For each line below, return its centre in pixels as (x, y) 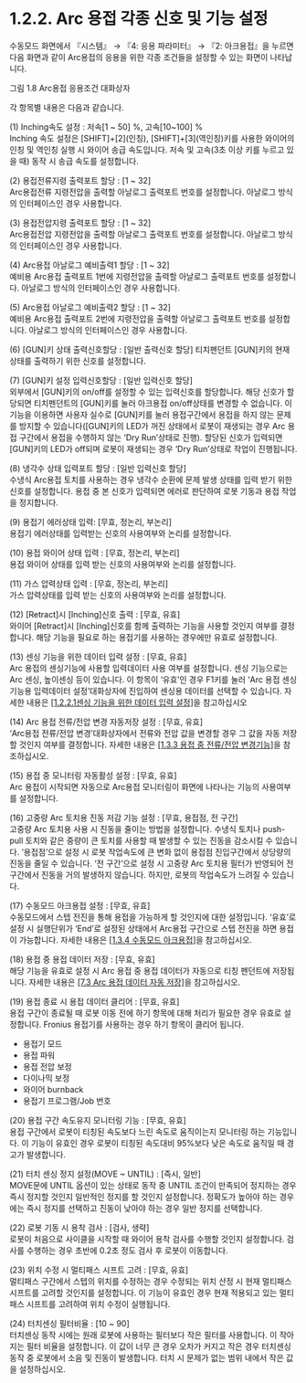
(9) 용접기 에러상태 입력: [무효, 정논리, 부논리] (90, 522)
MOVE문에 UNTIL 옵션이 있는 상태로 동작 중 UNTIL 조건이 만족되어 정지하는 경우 (153, 1185)
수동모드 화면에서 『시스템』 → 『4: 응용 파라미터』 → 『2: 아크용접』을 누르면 (152, 46)
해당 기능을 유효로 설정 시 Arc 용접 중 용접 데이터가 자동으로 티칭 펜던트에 (140, 970)
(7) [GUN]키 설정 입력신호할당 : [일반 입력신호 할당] (101, 380)
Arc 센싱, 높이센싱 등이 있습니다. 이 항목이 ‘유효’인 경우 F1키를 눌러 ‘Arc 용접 (145, 679)
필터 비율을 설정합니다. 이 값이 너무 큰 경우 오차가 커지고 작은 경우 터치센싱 (159, 1346)
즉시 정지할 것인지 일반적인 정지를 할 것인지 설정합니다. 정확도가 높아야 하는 (143, 1197)
